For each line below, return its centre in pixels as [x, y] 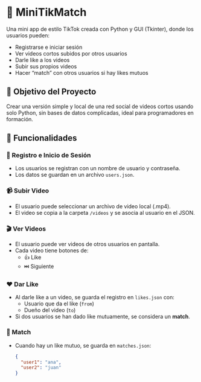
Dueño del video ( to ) [50, 310]
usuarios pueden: [28, 35]
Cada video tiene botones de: [52, 250]
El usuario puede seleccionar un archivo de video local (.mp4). [93, 206]
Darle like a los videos [42, 60]
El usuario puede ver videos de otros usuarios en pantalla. [87, 244]
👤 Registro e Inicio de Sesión [49, 155]
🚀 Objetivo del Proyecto [51, 92]
